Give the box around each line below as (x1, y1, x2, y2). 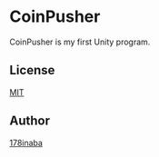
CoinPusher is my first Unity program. (9, 36, 151, 47)
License (9, 63, 55, 78)
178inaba (9, 137, 44, 148)
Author (9, 113, 50, 129)
